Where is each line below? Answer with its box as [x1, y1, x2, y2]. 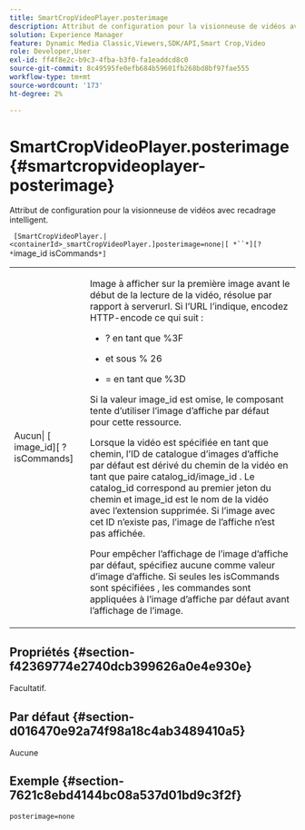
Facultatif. [9, 683, 47, 694]
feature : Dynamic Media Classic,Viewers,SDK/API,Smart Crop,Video [9, 38, 266, 48]
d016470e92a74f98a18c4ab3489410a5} [9, 723, 246, 738]
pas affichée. [89, 528, 146, 540]
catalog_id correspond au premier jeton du [89, 482, 271, 495]
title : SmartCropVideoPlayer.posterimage [9, 13, 169, 23]
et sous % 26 [104, 352, 162, 365]
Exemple [9, 774, 60, 789]
